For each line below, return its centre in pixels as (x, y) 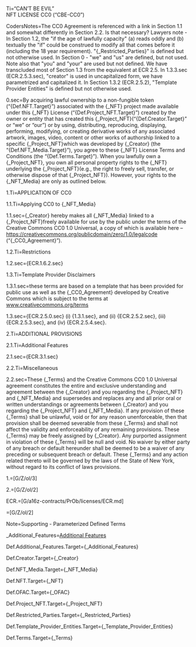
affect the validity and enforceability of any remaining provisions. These (93, 429)
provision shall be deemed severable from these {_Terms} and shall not (92, 423)
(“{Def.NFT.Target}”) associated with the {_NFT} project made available (92, 106)
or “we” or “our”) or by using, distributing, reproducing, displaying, (86, 125)
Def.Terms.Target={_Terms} (40, 638)
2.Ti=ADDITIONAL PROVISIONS (44, 334)
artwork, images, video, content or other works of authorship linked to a (93, 137)
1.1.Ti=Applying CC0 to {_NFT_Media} (51, 204)
